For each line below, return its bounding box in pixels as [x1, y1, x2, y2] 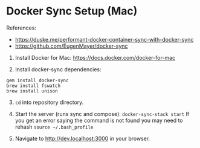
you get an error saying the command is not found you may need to [15, 117, 183, 124]
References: [6, 24, 36, 31]
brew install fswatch [6, 83, 61, 89]
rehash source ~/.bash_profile [15, 123, 94, 130]
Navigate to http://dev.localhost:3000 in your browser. [15, 135, 150, 142]
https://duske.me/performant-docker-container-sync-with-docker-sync [15, 36, 194, 43]
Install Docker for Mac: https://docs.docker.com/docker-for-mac [15, 54, 176, 61]
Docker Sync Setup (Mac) [6, 4, 138, 18]
